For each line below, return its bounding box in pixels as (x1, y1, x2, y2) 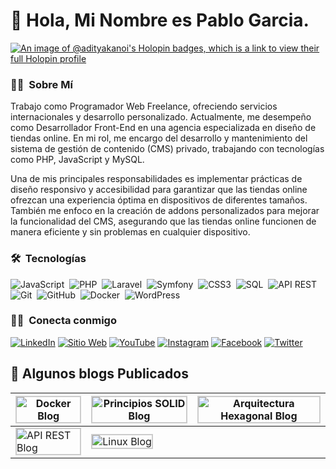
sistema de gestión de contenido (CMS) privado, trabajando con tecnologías (10, 143, 325, 155)
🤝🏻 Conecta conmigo (10, 314, 117, 328)
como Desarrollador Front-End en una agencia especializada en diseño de (10, 122, 317, 134)
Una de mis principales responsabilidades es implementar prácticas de (10, 173, 303, 185)
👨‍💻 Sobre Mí (10, 77, 73, 91)
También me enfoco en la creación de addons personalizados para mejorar (10, 205, 320, 217)
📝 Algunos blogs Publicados (10, 365, 189, 383)
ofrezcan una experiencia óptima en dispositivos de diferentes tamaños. (10, 194, 308, 206)
